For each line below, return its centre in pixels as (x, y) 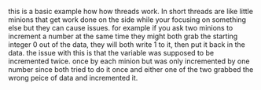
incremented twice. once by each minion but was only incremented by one (129, 61)
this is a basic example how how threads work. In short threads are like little (131, 11)
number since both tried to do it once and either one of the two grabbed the (131, 69)
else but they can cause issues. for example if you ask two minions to (121, 28)
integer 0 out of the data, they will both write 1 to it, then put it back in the (127, 45)
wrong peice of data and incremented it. (73, 78)
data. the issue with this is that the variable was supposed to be (111, 53)
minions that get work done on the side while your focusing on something (127, 20)
